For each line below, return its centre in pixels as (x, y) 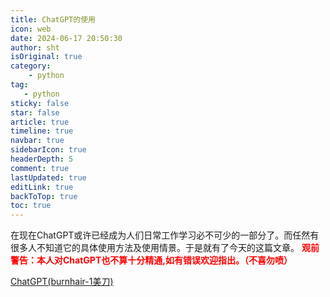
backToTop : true (44, 196)
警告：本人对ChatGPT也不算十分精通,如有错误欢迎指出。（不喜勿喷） (151, 260)
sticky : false (40, 103)
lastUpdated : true (48, 177)
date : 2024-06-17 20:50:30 (66, 38)
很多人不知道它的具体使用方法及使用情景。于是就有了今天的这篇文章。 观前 (165, 248)
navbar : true (37, 141)
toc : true (31, 206)
